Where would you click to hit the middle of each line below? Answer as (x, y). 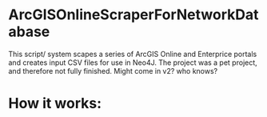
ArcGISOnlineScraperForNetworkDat (133, 15)
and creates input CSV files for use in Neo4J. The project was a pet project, (133, 63)
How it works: (55, 104)
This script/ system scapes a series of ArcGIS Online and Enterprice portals (133, 54)
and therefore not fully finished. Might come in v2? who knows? (113, 71)
